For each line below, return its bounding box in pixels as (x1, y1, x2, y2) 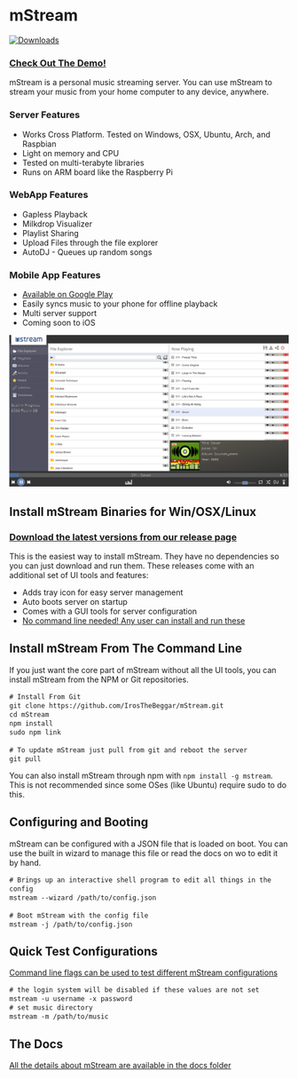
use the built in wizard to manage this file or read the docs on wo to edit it (9, 847, 278, 858)
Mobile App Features (9, 268, 101, 281)
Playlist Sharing (21, 227, 80, 238)
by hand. (9, 857, 42, 868)
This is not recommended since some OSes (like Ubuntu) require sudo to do (9, 779, 286, 790)
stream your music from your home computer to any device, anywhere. (9, 86, 270, 98)
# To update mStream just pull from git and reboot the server (9, 745, 248, 755)
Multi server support (21, 308, 98, 319)
